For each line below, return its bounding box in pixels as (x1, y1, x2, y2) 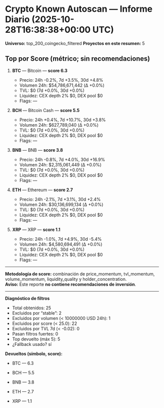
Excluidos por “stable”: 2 (12, 310, 62, 316)
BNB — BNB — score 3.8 (12, 147, 63, 153)
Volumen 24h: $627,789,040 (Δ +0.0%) (19, 122, 99, 128)
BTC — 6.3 (12, 360, 34, 366)
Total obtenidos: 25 (12, 305, 51, 311)
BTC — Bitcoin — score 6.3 (12, 68, 68, 73)
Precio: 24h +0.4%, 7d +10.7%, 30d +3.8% (19, 116, 106, 123)
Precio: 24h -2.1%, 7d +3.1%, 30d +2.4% (19, 196, 101, 202)
